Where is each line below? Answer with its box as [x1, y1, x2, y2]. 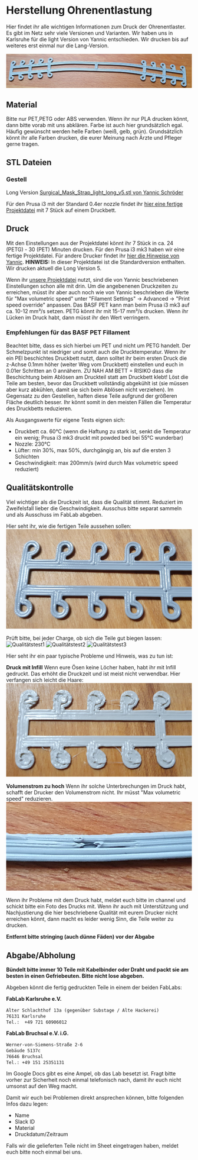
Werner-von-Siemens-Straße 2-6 [6, 1042, 83, 1048]
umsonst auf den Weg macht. [6, 1082, 78, 1090]
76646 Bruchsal [6, 1054, 44, 1060]
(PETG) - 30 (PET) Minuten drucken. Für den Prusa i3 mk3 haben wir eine [6, 246, 184, 253]
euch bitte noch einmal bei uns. [6, 1149, 82, 1156]
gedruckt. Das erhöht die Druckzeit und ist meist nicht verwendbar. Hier [6, 670, 181, 678]
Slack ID [14, 1118, 35, 1125]
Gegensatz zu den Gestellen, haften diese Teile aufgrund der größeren [6, 392, 178, 399]
